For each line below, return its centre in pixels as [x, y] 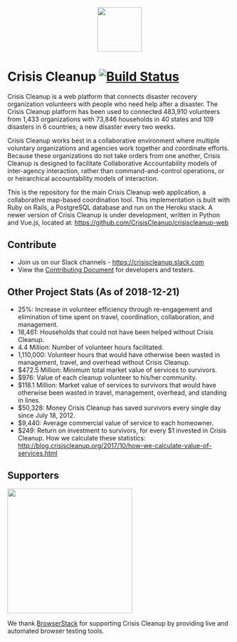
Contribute [32, 245]
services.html [38, 453]
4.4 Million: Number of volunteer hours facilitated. [90, 347]
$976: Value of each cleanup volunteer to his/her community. [107, 377]
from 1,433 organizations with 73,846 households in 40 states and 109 [111, 119]
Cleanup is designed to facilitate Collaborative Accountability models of [112, 163]
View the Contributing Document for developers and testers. [106, 269]
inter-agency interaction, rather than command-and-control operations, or [116, 170]
